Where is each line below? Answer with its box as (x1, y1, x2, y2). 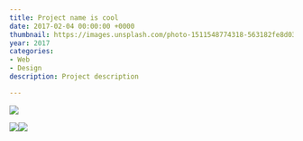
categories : (9, 47, 54, 56)
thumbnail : (9, 30, 50, 39)
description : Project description (9, 72, 140, 81)
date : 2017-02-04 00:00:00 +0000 (9, 22, 135, 31)
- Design (9, 64, 42, 73)
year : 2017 (9, 38, 50, 48)
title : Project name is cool (9, 13, 119, 23)
